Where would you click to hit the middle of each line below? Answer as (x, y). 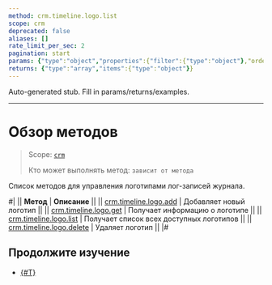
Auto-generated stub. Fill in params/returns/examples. (99, 91)
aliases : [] (28, 38)
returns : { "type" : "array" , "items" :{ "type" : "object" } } (101, 69)
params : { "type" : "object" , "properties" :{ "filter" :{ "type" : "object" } (126, 62)
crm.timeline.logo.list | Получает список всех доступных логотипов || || (130, 219)
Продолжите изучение (69, 253)
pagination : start (39, 53)
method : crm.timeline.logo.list (63, 16)
